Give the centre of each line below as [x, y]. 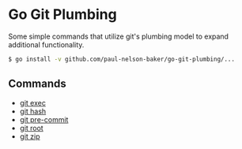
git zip [30, 136]
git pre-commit [44, 119]
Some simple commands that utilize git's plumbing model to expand [119, 36]
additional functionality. [46, 44]
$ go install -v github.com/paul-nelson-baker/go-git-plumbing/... [122, 59]
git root [31, 128]
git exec [32, 102]
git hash [33, 111]
